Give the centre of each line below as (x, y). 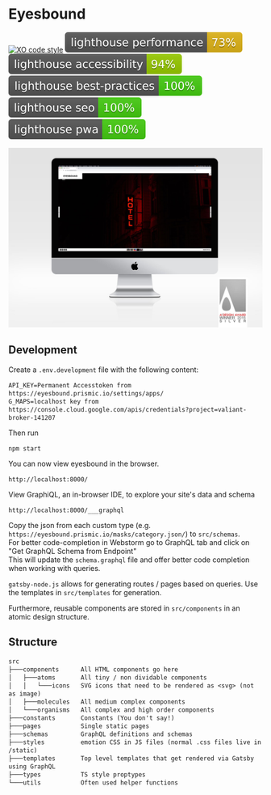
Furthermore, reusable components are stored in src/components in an (124, 608)
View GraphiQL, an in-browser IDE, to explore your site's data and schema (132, 494)
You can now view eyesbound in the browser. (84, 463)
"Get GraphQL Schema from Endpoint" (73, 551)
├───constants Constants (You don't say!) (92, 718)
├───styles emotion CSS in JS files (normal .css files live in (135, 742)
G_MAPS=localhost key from (54, 401)
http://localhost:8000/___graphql (67, 510)
